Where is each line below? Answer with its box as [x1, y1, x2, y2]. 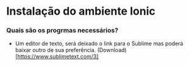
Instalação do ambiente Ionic [6, 4, 155, 18]
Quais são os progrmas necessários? [6, 26, 119, 35]
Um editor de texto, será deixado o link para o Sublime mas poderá [15, 40, 184, 47]
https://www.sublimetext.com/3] [17, 53, 99, 61]
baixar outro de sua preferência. [15, 46, 96, 54]
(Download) [97, 46, 127, 54]
